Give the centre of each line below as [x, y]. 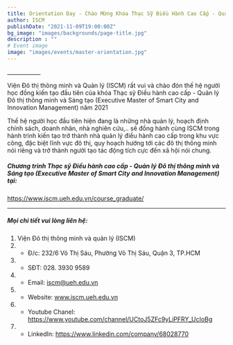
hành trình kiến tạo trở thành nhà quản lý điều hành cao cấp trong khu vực [113, 135]
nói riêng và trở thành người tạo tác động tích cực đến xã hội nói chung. [109, 150]
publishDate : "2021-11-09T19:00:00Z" [62, 26]
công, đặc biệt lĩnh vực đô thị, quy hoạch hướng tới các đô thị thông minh [112, 143]
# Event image [28, 46]
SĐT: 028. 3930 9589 [59, 267]
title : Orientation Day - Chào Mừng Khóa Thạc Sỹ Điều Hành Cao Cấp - [111, 14]
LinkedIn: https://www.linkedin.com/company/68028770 [108, 334]
